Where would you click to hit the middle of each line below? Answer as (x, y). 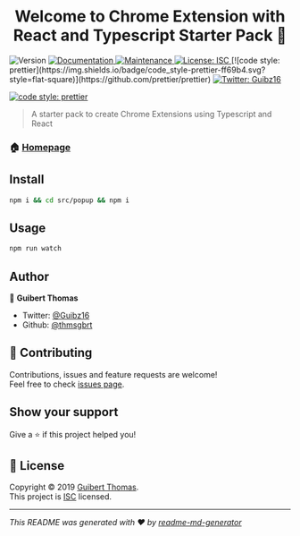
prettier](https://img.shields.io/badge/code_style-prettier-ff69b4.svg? (137, 70)
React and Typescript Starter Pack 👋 (150, 35)
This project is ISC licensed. (61, 497)
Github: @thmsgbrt (57, 325)
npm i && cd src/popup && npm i (69, 200)
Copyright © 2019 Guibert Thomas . (74, 487)
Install (27, 179)
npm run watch (36, 249)
